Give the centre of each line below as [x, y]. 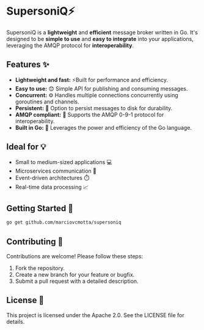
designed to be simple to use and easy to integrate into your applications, [100, 39]
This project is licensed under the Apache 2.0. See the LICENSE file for [95, 315]
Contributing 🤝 [35, 242]
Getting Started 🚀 [40, 208]
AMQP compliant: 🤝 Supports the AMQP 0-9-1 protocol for [89, 114]
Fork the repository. [40, 268]
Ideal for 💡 [26, 147]
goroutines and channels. [47, 102]
